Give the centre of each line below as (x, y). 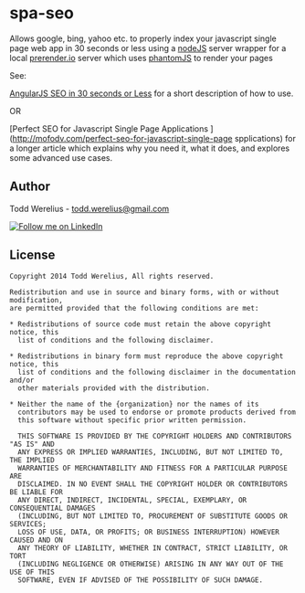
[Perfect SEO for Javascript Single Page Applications (109, 128)
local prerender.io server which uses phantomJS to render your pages (142, 58)
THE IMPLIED (32, 460)
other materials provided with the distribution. (114, 388)
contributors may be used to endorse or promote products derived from (157, 412)
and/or (22, 380)
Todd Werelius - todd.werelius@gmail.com (89, 208)
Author (30, 187)
